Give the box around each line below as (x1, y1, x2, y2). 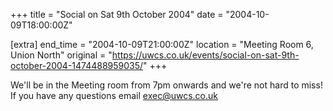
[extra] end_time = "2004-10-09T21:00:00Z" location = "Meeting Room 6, (10, 39, 314, 50)
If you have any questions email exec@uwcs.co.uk (10, 90, 218, 101)
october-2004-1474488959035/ (10, 60, 144, 71)
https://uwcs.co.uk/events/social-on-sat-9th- (111, 49, 300, 61)
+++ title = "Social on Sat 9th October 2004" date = (10, 9, 224, 20)
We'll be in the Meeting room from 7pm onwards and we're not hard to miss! (10, 79, 323, 91)
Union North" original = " (10, 49, 113, 61)
